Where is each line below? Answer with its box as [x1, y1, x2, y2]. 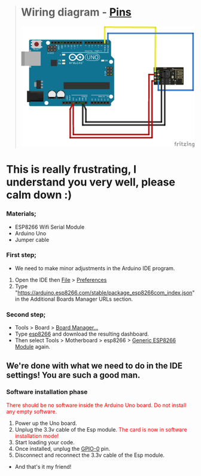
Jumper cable [14, 236, 50, 243]
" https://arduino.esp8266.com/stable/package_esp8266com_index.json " [14, 289, 195, 296]
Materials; [6, 209, 37, 218]
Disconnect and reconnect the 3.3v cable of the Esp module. [14, 451, 165, 459]
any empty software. [6, 408, 57, 415]
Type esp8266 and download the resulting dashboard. [14, 330, 150, 338]
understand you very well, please [6, 175, 175, 189]
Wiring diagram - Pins [20, 5, 132, 19]
